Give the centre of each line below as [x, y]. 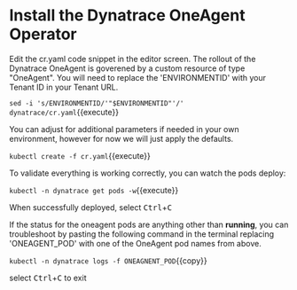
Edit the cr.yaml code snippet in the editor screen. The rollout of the [133, 59]
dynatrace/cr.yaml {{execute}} [64, 112]
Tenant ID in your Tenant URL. [64, 87]
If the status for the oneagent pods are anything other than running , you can [149, 224]
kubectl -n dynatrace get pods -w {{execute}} [94, 190]
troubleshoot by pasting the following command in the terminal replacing [142, 234]
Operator [43, 34]
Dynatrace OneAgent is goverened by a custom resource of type [127, 68]
